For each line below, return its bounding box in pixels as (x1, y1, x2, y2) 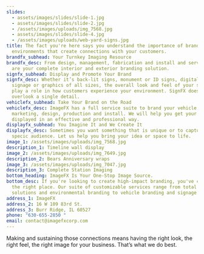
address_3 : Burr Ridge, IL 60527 (6, 207, 91, 213)
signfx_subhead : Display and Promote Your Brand (6, 71, 132, 77)
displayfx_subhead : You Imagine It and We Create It (6, 122, 143, 128)
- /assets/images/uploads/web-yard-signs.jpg (12, 37, 129, 43)
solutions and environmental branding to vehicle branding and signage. (12, 190, 200, 196)
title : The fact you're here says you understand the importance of (6, 43, 183, 49)
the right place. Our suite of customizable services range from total (12, 184, 197, 190)
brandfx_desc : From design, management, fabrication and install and (6, 60, 186, 66)
